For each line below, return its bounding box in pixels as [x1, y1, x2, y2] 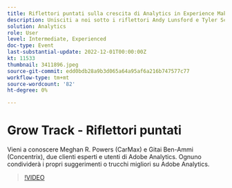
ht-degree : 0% [7, 87, 48, 94]
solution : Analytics [7, 23, 67, 30]
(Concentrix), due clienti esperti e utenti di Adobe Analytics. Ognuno [7, 153, 202, 161]
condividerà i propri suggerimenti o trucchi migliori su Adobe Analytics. [7, 160, 210, 169]
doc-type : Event [7, 42, 54, 49]
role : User [7, 29, 39, 36]
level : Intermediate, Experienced [7, 36, 107, 43]
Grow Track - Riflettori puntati [7, 123, 182, 138]
